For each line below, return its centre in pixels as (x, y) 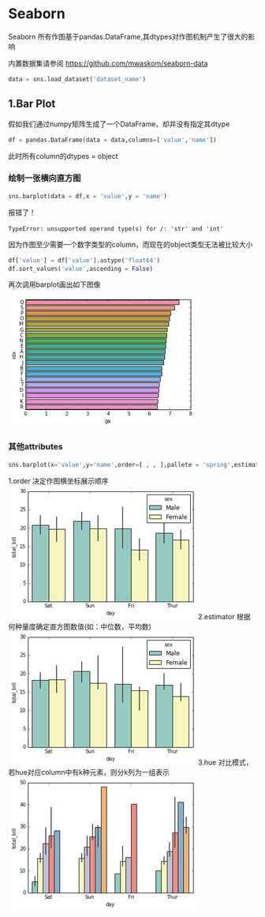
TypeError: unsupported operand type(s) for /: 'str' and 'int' (116, 229)
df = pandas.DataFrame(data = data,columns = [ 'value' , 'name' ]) (112, 140)
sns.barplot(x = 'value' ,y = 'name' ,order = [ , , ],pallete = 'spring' (119, 464)
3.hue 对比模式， (225, 762)
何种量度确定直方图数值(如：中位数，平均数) (80, 626)
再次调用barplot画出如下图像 (54, 284)
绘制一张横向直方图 (45, 179)
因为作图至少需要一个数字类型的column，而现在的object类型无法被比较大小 (131, 244)
